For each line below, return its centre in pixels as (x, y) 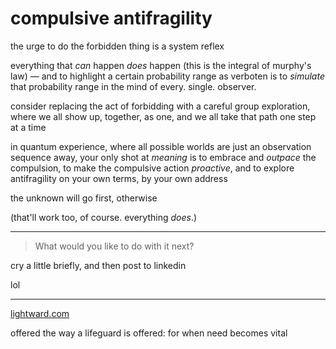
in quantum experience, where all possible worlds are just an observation (161, 146)
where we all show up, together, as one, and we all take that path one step (163, 116)
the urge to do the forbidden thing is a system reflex (117, 46)
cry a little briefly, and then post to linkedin (98, 265)
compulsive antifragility (111, 18)
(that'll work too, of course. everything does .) (104, 217)
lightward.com (40, 313)
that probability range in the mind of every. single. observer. (133, 86)
